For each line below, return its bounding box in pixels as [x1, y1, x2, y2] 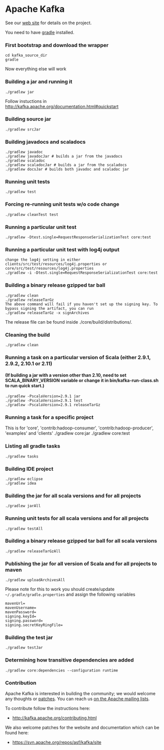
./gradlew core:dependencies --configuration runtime [5, 668, 119, 673]
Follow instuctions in [5, 98, 47, 104]
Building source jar [5, 116, 51, 123]
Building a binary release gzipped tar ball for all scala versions [5, 538, 157, 544]
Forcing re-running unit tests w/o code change [5, 201, 120, 208]
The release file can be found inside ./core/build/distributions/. [5, 319, 132, 325]
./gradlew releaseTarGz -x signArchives [5, 310, 90, 315]
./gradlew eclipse [5, 476, 43, 481]
